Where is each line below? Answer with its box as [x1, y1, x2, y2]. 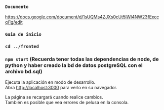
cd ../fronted [5, 44, 39, 50]
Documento [5, 4, 29, 9]
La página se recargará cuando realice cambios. [5, 94, 104, 100]
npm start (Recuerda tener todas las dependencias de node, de [5, 56, 159, 63]
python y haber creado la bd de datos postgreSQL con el [5, 62, 143, 69]
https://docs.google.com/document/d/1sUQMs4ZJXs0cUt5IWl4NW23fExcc [5, 14, 159, 20]
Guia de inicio [5, 32, 42, 37]
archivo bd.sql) [5, 68, 42, 75]
